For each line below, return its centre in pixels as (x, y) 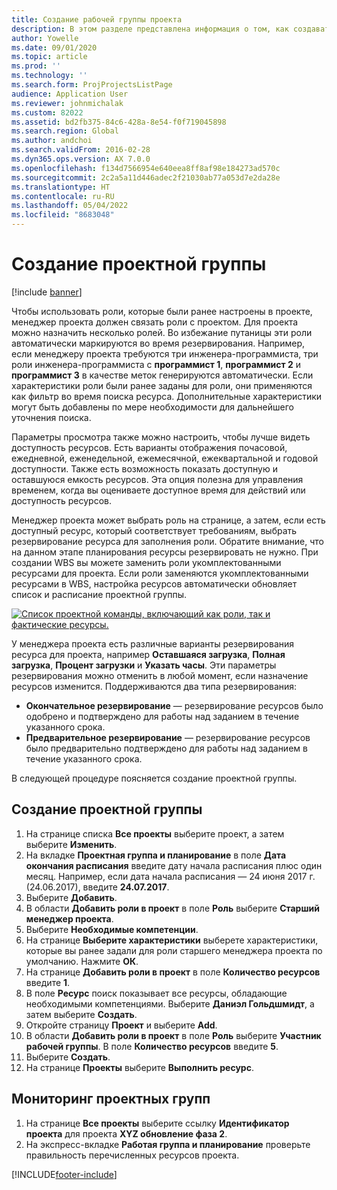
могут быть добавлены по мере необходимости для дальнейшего (152, 407)
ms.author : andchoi (52, 141)
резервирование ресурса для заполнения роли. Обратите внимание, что (167, 541)
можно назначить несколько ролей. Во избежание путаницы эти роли (162, 332)
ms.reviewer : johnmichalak (67, 103)
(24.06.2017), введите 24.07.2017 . (97, 887)
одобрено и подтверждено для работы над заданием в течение (162, 716)
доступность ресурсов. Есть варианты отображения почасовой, (149, 447)
